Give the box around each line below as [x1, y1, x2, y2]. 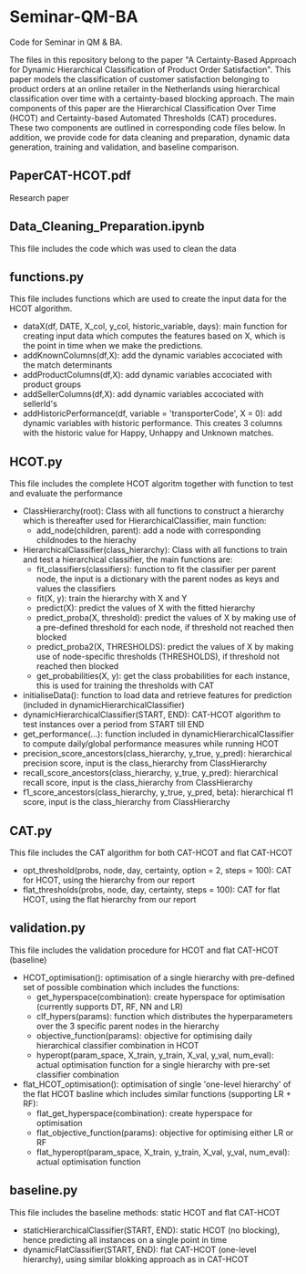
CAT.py [9, 823, 53, 839]
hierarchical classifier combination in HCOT [36, 1039, 199, 1050]
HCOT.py [9, 454, 63, 469]
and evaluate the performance [9, 488, 123, 499]
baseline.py [9, 1183, 78, 1198]
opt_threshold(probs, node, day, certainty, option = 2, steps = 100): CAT [22, 865, 292, 875]
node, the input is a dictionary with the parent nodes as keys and [36, 573, 280, 585]
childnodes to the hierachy [36, 535, 137, 546]
